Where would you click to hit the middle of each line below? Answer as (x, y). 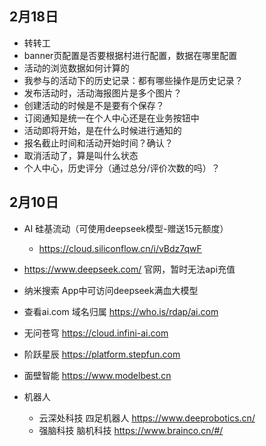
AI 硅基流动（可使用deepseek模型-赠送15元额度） (126, 228)
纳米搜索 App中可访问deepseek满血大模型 (111, 290)
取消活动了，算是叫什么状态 (81, 155)
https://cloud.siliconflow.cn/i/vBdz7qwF (120, 248)
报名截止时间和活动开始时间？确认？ (98, 143)
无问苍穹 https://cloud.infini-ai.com (96, 333)
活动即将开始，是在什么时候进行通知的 (102, 130)
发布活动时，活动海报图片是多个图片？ (102, 93)
